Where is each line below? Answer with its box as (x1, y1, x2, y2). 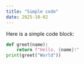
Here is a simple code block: (6, 30, 75, 37)
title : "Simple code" (6, 8, 59, 15)
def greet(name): (6, 42, 48, 48)
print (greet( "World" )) (6, 52, 61, 59)
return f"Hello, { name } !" (16, 47, 80, 53)
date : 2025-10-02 (6, 14, 48, 20)
